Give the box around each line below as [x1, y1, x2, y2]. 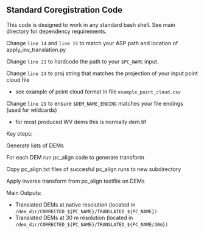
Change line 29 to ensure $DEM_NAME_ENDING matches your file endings [6, 100, 184, 107]
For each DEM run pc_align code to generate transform [6, 153, 144, 161]
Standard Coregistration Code [6, 5, 123, 15]
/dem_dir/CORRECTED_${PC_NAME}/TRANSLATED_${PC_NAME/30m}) [15, 221, 169, 228]
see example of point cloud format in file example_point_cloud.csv [15, 88, 181, 95]
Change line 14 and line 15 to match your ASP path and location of [6, 39, 178, 46]
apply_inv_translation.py [6, 46, 66, 53]
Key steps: [6, 130, 33, 137]
